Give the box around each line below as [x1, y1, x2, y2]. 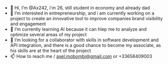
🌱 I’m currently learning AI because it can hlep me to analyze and [10, 26, 147, 32]
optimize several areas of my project [10, 32, 87, 37]
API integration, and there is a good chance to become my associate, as [10, 42, 161, 48]
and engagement [10, 21, 46, 27]
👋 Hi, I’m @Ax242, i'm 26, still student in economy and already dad [10, 5, 150, 11]
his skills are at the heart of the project [10, 48, 91, 53]
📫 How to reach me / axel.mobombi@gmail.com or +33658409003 [10, 53, 153, 59]
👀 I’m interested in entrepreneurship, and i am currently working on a [10, 10, 154, 16]
